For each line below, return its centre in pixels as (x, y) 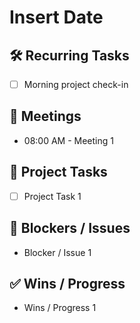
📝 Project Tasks (58, 172)
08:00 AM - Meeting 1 (68, 140)
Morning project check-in (76, 84)
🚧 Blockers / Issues (70, 228)
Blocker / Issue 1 (57, 252)
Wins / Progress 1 (60, 308)
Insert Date (56, 17)
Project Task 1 (52, 196)
